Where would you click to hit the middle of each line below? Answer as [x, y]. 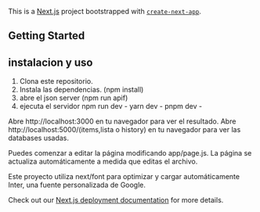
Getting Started [47, 36]
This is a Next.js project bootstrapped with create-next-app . [105, 11]
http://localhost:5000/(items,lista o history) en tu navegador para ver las [125, 130]
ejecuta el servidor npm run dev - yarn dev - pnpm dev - [110, 106]
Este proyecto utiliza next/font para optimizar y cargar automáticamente [124, 177]
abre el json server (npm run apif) [74, 98]
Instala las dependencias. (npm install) [81, 90]
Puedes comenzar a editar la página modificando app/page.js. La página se [130, 153]
